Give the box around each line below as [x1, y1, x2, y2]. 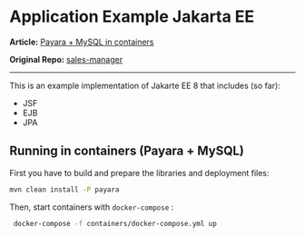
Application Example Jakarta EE [9, 6, 255, 27]
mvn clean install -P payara [9, 184, 120, 194]
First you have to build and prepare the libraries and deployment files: [9, 167, 270, 178]
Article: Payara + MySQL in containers [9, 36, 154, 47]
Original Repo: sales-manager [9, 54, 123, 64]
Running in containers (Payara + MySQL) [9, 143, 245, 159]
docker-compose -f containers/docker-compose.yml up [13, 219, 218, 228]
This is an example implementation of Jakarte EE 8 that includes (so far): [9, 80, 281, 91]
